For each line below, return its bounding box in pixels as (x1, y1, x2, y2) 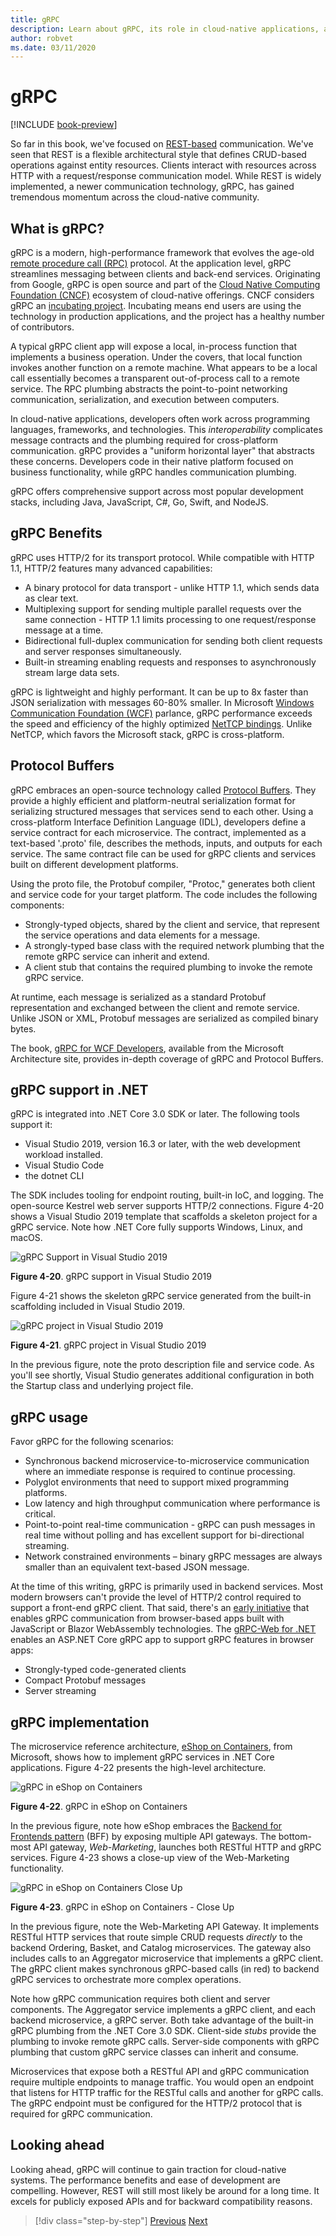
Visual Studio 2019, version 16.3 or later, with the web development (24, 1138, 301, 1150)
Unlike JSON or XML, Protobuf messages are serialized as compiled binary (10, 1012, 319, 1024)
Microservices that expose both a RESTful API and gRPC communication (10, 2066, 310, 2078)
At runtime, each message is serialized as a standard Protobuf (10, 991, 267, 1003)
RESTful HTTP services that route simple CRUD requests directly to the (10, 1931, 303, 1943)
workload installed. (24, 1149, 103, 1161)
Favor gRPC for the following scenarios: (10, 1436, 174, 1448)
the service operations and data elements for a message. (24, 929, 261, 941)
